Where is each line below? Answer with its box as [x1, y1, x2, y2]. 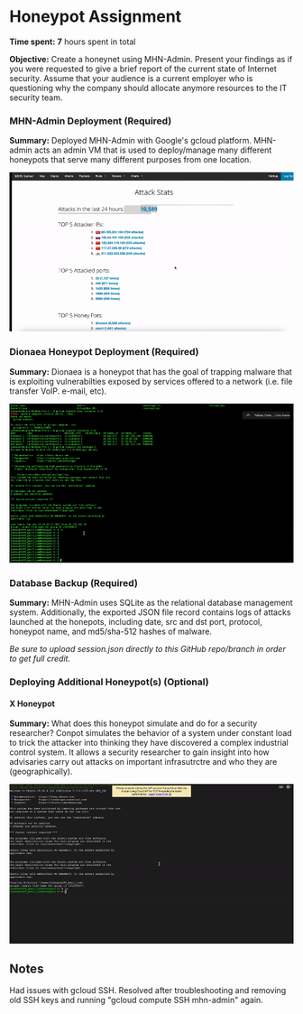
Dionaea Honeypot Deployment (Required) [9, 346, 199, 358]
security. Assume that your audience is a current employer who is [9, 72, 253, 83]
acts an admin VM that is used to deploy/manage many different [34, 144, 272, 155]
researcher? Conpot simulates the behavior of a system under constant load [9, 728, 292, 739]
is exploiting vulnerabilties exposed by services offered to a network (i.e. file [9, 376, 293, 386]
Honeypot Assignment [9, 6, 182, 27]
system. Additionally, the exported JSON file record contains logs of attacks [9, 607, 291, 618]
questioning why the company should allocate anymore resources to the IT [9, 82, 288, 93]
